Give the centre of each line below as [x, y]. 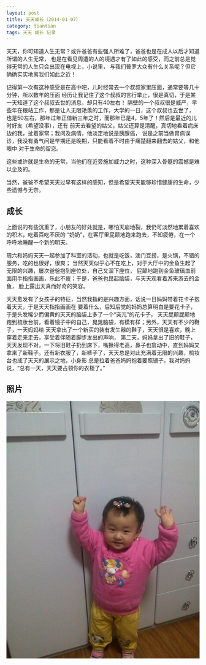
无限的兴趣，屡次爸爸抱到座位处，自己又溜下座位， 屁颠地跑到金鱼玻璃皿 [98, 271]
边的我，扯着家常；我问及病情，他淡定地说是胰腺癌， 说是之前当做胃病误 [98, 133]
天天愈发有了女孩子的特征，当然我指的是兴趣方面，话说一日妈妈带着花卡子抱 [103, 299]
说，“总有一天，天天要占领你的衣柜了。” [56, 368]
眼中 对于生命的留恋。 [34, 149]
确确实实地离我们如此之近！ [41, 74]
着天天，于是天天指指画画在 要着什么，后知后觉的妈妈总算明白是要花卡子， [101, 307]
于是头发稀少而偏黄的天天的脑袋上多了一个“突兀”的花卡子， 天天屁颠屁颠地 [101, 314]
